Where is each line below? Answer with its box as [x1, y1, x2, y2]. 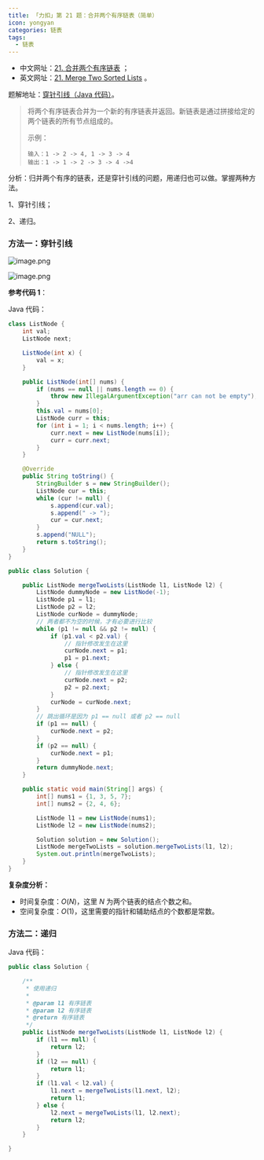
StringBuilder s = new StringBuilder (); [36, 480, 170, 488]
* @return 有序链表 [25, 1014, 85, 1022]
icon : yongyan [8, 19, 55, 27]
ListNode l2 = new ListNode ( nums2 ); [36, 821, 156, 829]
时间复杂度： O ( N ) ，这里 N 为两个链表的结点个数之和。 [19, 897, 196, 906]
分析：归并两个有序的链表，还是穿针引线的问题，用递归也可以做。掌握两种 [8, 174, 249, 183]
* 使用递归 [25, 984, 57, 993]
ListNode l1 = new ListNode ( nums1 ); [36, 814, 156, 822]
